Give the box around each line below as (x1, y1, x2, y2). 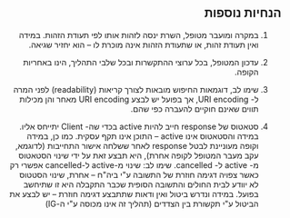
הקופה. (234, 66, 259, 77)
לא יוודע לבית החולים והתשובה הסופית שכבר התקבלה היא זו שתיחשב (23, 179, 259, 190)
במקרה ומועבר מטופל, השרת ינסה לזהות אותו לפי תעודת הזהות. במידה (18, 29, 259, 40)
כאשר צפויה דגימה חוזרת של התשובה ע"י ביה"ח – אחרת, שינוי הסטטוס (19, 169, 259, 180)
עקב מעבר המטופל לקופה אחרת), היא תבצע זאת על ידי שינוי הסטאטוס (18, 150, 259, 161)
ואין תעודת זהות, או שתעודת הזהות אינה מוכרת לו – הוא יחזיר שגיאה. (28, 39, 259, 50)
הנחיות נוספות (204, 5, 282, 21)
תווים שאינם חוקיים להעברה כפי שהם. (130, 103, 259, 114)
